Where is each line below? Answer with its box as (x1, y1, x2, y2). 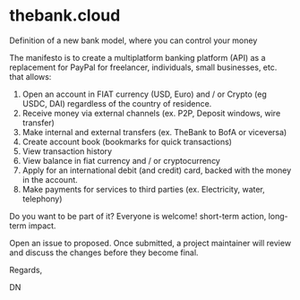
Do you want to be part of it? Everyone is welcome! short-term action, (9, 210, 267, 221)
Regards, (9, 264, 43, 275)
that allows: (9, 71, 52, 81)
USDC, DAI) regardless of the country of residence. (21, 98, 212, 108)
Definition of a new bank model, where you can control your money (9, 35, 258, 46)
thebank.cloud (9, 5, 121, 26)
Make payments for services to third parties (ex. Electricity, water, (21, 184, 266, 194)
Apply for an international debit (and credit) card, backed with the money (21, 165, 292, 176)
